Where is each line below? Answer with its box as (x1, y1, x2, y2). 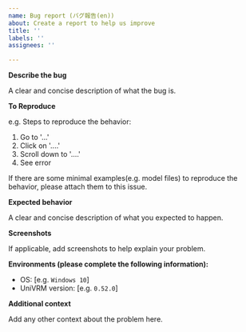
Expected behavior (8, 198, 73, 207)
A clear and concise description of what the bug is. (8, 86, 177, 96)
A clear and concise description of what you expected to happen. (8, 213, 224, 222)
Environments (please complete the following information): (8, 259, 209, 269)
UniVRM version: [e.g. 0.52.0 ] (19, 283, 118, 293)
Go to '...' (19, 133, 50, 142)
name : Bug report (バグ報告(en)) (8, 11, 115, 20)
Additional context (8, 299, 72, 309)
